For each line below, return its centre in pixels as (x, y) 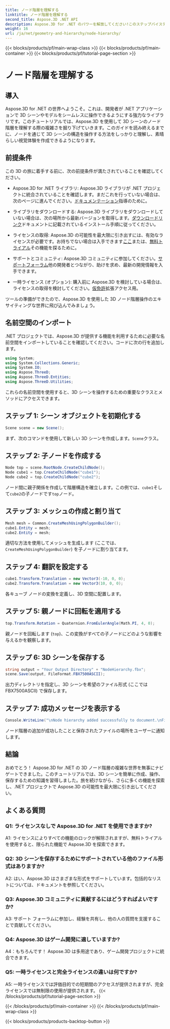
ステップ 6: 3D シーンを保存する (55, 657)
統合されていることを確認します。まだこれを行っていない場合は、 (94, 194)
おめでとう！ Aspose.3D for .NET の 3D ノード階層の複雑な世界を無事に (80, 768)
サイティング (18, 305)
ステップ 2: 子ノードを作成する (53, 456)
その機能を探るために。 (55, 247)
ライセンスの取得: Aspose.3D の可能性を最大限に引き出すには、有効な (86, 235)
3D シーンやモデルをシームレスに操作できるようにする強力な (83, 115)
